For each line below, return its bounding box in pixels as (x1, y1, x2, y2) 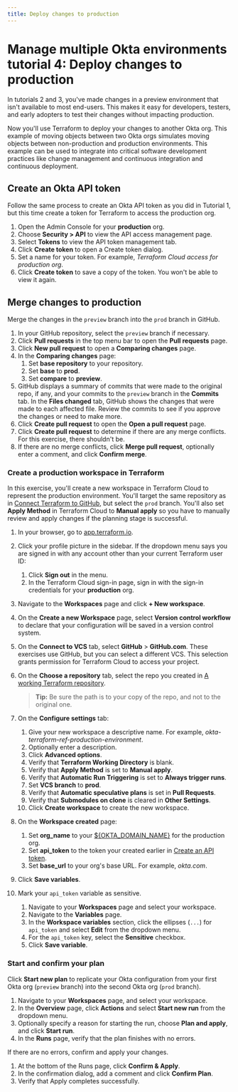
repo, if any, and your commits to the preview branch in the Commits (17, 390, 219, 398)
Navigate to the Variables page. (28, 910, 122, 919)
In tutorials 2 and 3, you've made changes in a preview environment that (7, 95, 219, 103)
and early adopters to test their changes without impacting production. (7, 110, 215, 118)
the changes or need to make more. (17, 412, 123, 421)
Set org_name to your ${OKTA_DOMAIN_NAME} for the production (28, 831, 225, 840)
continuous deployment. (7, 162, 79, 170)
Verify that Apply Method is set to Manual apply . (28, 766, 173, 774)
